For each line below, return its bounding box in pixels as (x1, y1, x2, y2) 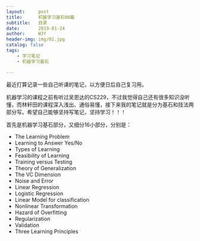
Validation (14, 221, 40, 229)
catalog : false (6, 42, 44, 48)
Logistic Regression (14, 190, 64, 197)
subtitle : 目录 (6, 20, 48, 26)
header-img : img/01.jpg (6, 36, 65, 42)
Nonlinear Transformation (14, 202, 78, 209)
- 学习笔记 (17, 53, 40, 59)
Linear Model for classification (14, 196, 89, 203)
